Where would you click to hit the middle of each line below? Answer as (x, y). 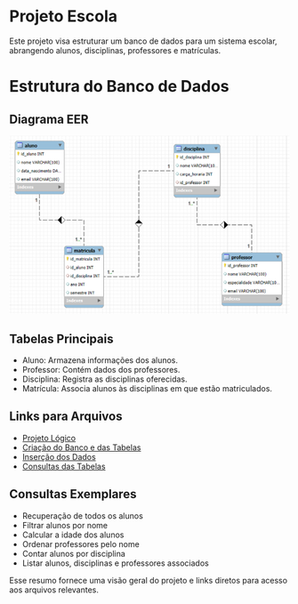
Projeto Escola (64, 16)
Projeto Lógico (49, 438)
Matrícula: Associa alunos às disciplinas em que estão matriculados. (147, 389)
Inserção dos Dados (59, 456)
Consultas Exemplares (73, 494)
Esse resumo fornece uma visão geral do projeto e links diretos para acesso (148, 580)
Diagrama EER (49, 119)
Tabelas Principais (61, 338)
